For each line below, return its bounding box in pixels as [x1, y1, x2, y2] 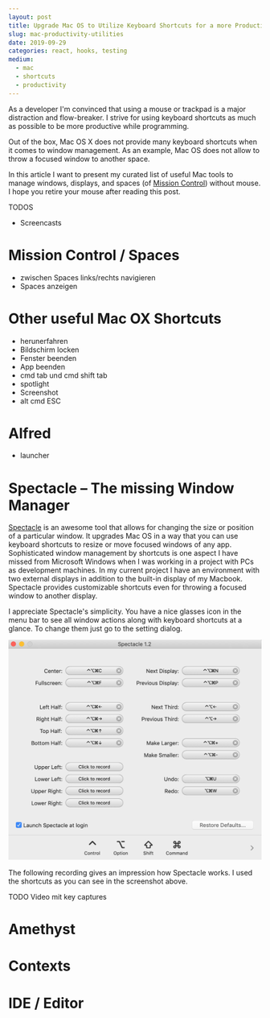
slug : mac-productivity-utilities [8, 30, 125, 38]
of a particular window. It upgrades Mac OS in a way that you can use [8, 532, 239, 541]
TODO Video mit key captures [8, 892, 107, 901]
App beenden [19, 362, 66, 371]
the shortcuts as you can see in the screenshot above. [8, 876, 188, 886]
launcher [19, 451, 50, 461]
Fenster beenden [19, 353, 77, 362]
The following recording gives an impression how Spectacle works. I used [8, 867, 253, 877]
